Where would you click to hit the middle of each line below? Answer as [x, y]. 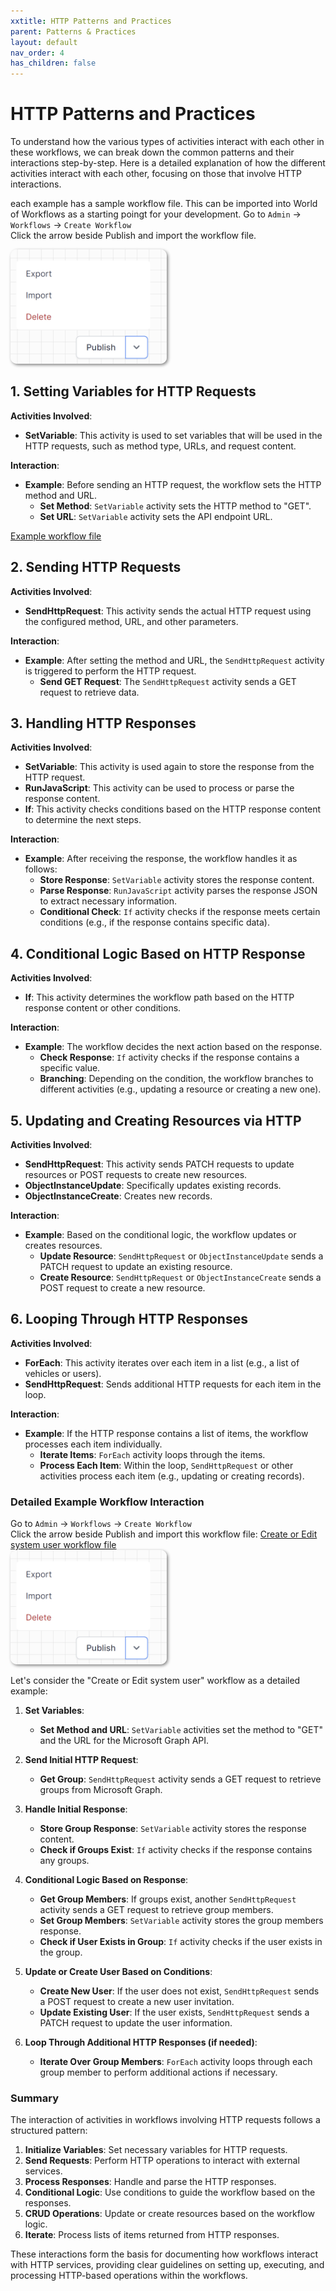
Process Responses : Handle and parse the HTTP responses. [150, 2182]
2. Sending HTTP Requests [96, 567]
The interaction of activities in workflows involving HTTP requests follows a [165, 2120]
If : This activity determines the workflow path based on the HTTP [159, 997]
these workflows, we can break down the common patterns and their [152, 152]
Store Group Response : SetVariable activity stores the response [173, 1829]
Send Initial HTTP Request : [81, 1760]
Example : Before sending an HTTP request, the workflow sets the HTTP [173, 484]
